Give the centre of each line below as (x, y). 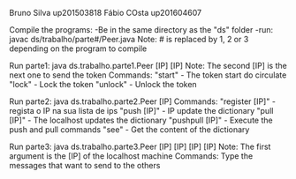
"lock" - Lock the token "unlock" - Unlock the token (103, 84)
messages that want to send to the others (85, 165)
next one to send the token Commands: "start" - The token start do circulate (148, 75)
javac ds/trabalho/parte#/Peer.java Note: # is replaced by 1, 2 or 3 (129, 39)
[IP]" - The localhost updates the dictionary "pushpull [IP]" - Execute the (141, 120)
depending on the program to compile (78, 48)
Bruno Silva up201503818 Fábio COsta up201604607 (105, 13)
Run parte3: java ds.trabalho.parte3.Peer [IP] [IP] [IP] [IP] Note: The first (140, 146)
